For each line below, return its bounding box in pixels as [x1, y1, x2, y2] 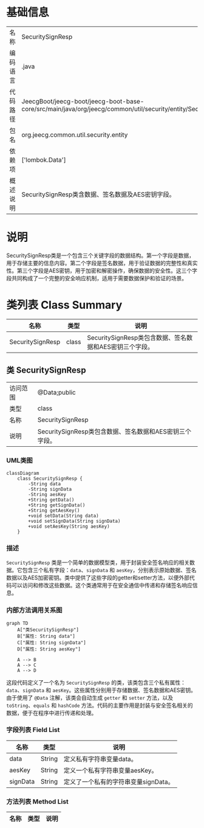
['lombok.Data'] [21, 156, 66, 164]
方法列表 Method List [6, 797, 69, 806]
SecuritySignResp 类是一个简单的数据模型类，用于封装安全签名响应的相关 [6, 559, 190, 566]
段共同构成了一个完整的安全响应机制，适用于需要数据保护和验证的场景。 [6, 274, 187, 281]
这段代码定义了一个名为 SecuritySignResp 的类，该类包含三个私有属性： [6, 678, 186, 686]
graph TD [6, 620, 29, 626]
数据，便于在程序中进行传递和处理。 [6, 709, 97, 716]
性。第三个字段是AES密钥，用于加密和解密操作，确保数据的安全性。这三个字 [6, 267, 198, 274]
